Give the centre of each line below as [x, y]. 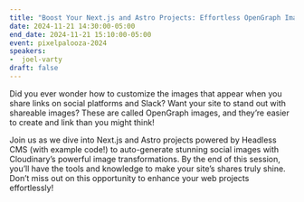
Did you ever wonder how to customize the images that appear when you [146, 93]
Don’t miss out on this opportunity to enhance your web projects [129, 178]
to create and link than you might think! [82, 122]
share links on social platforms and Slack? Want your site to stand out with [148, 103]
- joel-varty [36, 60]
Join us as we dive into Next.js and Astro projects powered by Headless [143, 140]
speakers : [28, 51]
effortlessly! [32, 188]
